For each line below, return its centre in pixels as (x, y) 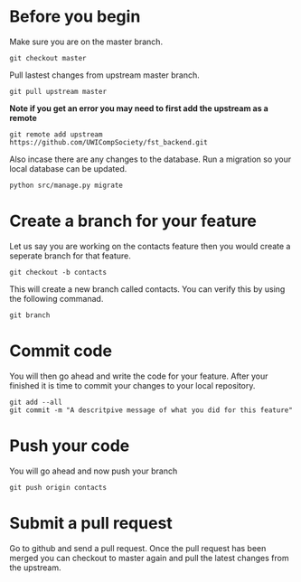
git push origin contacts (58, 487)
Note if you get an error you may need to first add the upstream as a (139, 108)
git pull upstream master (58, 91)
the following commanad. (56, 298)
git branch (30, 315)
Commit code (61, 351)
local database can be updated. (68, 168)
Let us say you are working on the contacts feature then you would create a (150, 246)
